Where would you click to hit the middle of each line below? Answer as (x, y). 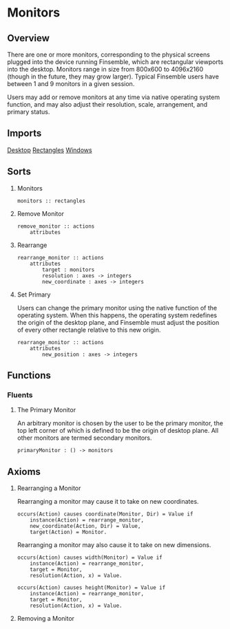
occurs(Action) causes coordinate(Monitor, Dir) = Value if (105, 514)
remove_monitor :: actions (56, 226)
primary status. (29, 112)
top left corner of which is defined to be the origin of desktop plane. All (118, 431)
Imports (24, 133)
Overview (29, 38)
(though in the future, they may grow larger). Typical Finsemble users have (113, 76)
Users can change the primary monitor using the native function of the (117, 308)
